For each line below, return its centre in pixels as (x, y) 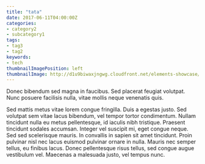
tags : (13, 40)
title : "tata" (24, 12)
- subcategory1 (26, 35)
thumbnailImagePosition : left (45, 68)
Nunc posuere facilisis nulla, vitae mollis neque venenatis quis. (85, 98)
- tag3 (15, 46)
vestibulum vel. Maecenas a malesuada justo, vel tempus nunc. (86, 155)
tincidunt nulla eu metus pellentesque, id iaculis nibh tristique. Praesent (96, 123)
